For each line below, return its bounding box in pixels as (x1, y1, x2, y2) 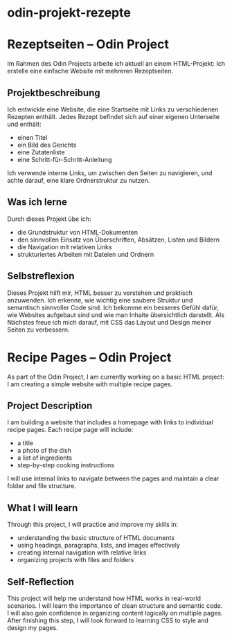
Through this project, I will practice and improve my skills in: (7, 521, 179, 529)
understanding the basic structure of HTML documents (17, 534, 175, 542)
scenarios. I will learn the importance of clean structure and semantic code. (7, 601, 223, 610)
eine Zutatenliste (17, 147, 65, 156)
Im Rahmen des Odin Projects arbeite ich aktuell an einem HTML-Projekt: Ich (7, 60, 225, 68)
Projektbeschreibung (7, 87, 100, 98)
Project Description (7, 399, 93, 411)
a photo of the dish (17, 447, 71, 455)
